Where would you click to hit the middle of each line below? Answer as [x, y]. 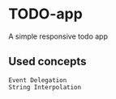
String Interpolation [45, 87]
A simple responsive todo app [58, 36]
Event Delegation [38, 80]
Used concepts [47, 62]
